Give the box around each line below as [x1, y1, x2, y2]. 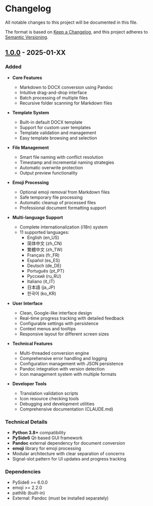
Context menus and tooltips [19, 325, 76, 331]
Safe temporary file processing [19, 194, 83, 200]
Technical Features [12, 340, 53, 346]
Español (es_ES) [27, 257, 60, 263]
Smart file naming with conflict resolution [19, 154, 104, 160]
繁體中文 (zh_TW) [27, 246, 63, 252]
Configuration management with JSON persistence [19, 361, 123, 367]
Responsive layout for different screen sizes [19, 331, 110, 337]
